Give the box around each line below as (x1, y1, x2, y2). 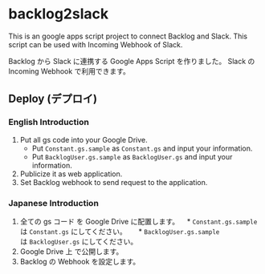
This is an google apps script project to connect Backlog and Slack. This (8, 31, 247, 41)
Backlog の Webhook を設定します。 (19, 256, 141, 266)
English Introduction (8, 117, 90, 128)
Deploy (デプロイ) (8, 92, 98, 106)
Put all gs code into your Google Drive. (19, 135, 149, 144)
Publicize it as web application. (19, 169, 123, 179)
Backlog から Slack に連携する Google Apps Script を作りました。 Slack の (8, 56, 255, 66)
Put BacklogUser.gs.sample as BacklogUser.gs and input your (31, 151, 233, 161)
